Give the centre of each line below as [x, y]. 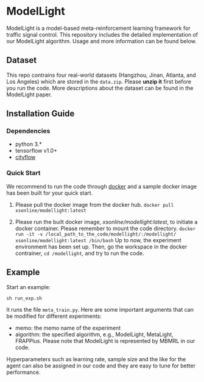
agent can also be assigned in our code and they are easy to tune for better [101, 366]
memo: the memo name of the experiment [68, 328]
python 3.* [29, 144]
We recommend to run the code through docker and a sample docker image [101, 186]
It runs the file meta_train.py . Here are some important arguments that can [100, 309]
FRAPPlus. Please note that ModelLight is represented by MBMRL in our [105, 341]
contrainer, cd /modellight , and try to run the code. [79, 253]
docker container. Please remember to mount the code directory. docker [105, 228]
